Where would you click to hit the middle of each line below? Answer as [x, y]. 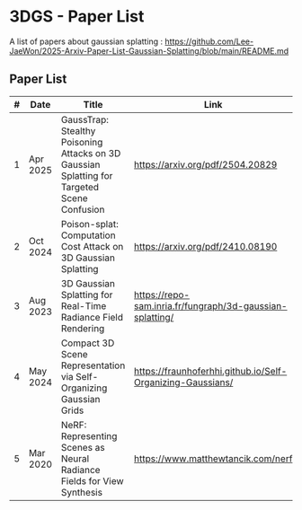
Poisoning [82, 142]
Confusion [83, 209]
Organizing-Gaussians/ [183, 382]
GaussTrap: [85, 119]
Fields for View [92, 480]
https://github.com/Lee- [209, 41]
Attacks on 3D [91, 153]
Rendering [83, 328]
